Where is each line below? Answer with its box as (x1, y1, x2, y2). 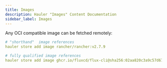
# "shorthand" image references (5, 40, 75, 45)
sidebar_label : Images (5, 16, 52, 21)
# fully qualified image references (5, 53, 81, 59)
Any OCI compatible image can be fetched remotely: (5, 30, 113, 36)
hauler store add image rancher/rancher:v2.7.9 (5, 44, 106, 50)
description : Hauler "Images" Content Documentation (5, 12, 117, 17)
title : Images (5, 7, 35, 12)
